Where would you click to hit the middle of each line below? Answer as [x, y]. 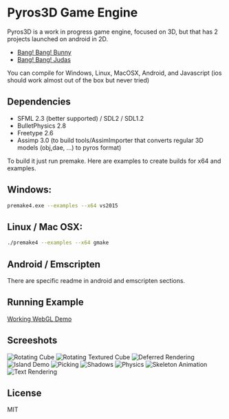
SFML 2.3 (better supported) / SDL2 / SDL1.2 [80, 118]
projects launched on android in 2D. [58, 38]
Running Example [45, 303]
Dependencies [39, 102]
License [24, 393]
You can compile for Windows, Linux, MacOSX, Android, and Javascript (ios [115, 73]
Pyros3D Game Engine [73, 13]
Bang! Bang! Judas [44, 59]
